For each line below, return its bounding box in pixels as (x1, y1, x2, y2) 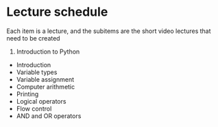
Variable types (16, 68, 58, 76)
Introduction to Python (16, 47, 80, 56)
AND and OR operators (16, 111, 82, 120)
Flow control (16, 104, 52, 113)
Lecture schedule (6, 4, 108, 20)
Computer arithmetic (16, 82, 75, 91)
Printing (16, 90, 39, 98)
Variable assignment (16, 75, 75, 83)
